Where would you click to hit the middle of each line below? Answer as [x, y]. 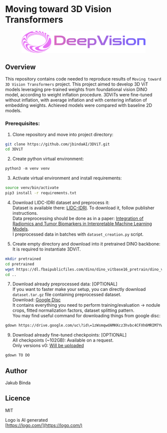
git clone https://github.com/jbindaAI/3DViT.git [58, 144]
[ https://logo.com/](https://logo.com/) [44, 425]
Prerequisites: [23, 124]
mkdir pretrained [23, 259]
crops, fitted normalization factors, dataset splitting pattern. [73, 310]
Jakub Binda [18, 383]
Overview [21, 67]
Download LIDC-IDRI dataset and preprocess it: [61, 202]
